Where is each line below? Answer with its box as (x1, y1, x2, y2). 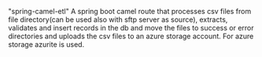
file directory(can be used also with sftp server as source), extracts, (8, 15, 228, 24)
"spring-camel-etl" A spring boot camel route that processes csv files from (8, 7, 252, 16)
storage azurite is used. (8, 40, 85, 49)
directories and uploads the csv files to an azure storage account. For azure (8, 31, 254, 41)
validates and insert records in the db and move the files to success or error (8, 23, 254, 32)
